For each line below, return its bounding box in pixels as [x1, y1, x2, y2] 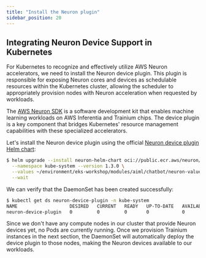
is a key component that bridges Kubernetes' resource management [6, 121, 179, 128]
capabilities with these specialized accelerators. [6, 127, 128, 135]
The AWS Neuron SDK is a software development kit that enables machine [6, 108, 194, 115]
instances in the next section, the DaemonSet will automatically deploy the [6, 233, 194, 240]
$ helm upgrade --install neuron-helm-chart [6, 157, 122, 164]
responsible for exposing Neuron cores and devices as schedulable [6, 76, 177, 83]
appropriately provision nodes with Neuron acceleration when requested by [6, 89, 197, 97]
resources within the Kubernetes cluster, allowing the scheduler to [6, 83, 174, 90]
